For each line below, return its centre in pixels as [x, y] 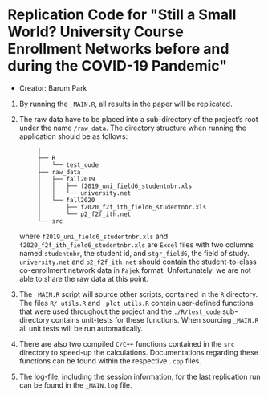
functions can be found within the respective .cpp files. [110, 361]
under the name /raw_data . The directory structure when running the [132, 128]
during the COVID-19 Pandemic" [118, 66]
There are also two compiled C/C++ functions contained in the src [127, 343]
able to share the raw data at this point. [84, 278]
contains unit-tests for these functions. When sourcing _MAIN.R [155, 319]
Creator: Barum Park [53, 88]
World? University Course [95, 32]
